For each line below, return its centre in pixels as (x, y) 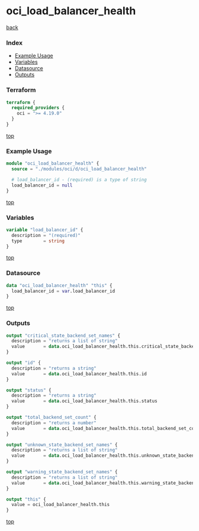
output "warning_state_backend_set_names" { (62, 472)
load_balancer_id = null (42, 185)
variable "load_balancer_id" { (45, 230)
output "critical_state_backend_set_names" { (63, 336)
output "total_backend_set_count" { (51, 418)
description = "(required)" (46, 235)
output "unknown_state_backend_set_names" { (62, 445)
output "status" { (29, 390)
